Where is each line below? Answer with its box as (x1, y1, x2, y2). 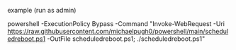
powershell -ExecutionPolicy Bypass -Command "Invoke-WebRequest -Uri (7, 20, 225, 27)
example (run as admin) (7, 6, 77, 14)
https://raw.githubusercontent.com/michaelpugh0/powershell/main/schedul (7, 27, 229, 35)
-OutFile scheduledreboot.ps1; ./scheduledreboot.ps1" (47, 35, 206, 43)
